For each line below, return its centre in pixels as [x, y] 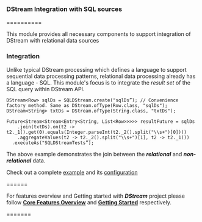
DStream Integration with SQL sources [64, 9]
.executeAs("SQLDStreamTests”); [53, 143]
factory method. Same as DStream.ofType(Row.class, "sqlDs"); [87, 105]
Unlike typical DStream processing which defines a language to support [97, 69]
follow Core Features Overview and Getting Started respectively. [89, 202]
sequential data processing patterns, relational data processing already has [101, 76]
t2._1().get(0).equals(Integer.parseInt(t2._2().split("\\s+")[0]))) [97, 132]
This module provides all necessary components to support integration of [99, 34]
